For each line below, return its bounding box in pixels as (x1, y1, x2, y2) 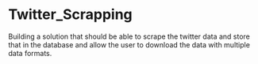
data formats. (8, 48, 52, 58)
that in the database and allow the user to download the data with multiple (8, 40, 250, 49)
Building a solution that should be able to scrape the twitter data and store (8, 32, 250, 41)
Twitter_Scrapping (8, 6, 133, 24)
